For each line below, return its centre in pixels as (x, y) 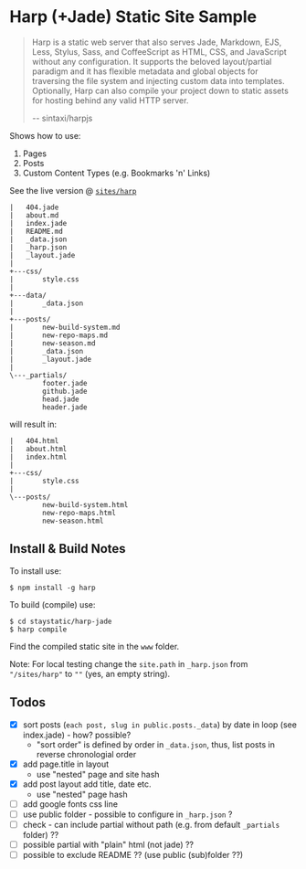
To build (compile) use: (53, 604)
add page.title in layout (66, 764)
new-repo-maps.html (79, 513)
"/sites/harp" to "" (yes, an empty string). (90, 673)
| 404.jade (34, 207)
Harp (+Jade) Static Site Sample (133, 17)
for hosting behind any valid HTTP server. (110, 100)
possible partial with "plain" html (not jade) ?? (108, 844)
